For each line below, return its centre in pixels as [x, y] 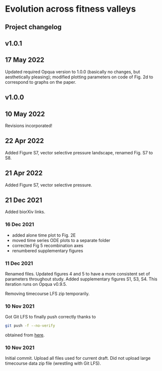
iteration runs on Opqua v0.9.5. [36, 284]
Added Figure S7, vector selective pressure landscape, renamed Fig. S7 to [79, 152]
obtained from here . [25, 335]
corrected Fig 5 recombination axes [48, 245]
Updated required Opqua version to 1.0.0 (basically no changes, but [73, 72]
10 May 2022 [25, 114]
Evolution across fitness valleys [71, 9]
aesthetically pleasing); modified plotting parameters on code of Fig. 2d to [79, 77]
